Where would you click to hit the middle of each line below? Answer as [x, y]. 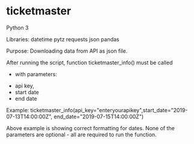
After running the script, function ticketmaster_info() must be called [89, 62]
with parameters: [36, 74]
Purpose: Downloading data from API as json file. [67, 51]
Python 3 [17, 28]
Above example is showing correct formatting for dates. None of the [91, 128]
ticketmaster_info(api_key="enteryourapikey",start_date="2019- [109, 110]
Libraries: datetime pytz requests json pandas [63, 39]
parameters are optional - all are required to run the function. [82, 134]
